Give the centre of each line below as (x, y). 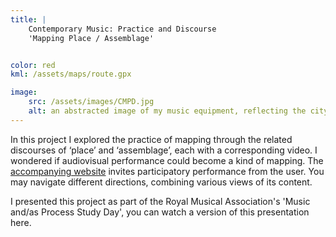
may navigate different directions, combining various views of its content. (161, 182)
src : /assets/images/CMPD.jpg (91, 102)
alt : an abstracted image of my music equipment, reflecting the (167, 111)
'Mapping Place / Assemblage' (91, 38)
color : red (33, 65)
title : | (28, 19)
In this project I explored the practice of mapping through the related (151, 139)
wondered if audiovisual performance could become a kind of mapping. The (167, 160)
